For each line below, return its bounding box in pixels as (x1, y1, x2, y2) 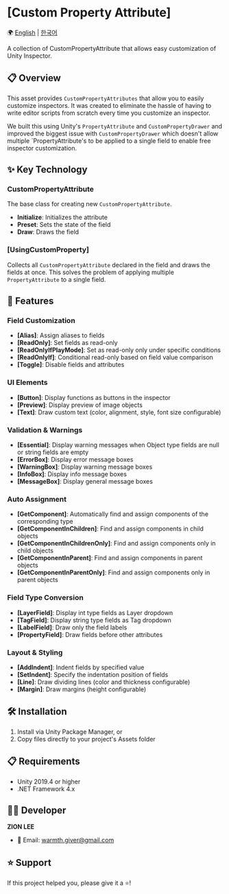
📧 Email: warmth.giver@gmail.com (16, 836, 114, 845)
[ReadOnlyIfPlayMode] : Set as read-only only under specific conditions (16, 346, 221, 355)
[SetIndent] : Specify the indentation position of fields (16, 670, 169, 678)
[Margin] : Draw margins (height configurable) (16, 685, 147, 693)
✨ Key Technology (7, 164, 88, 176)
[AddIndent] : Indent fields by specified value (16, 663, 145, 671)
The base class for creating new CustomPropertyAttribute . (7, 200, 173, 208)
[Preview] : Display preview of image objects (16, 401, 143, 409)
